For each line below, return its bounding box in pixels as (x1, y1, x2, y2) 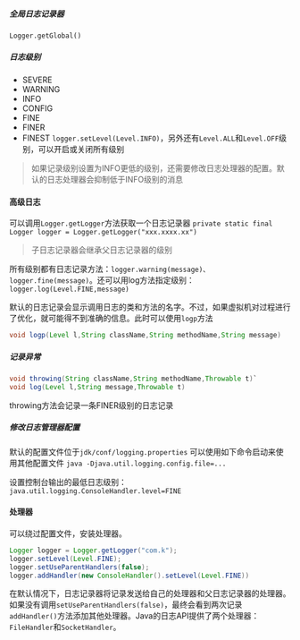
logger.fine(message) (9, 277, 90, 286)
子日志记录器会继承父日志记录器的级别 (30, 244, 172, 255)
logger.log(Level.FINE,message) (9, 285, 129, 294)
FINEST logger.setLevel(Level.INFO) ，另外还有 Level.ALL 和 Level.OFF (21, 132, 279, 143)
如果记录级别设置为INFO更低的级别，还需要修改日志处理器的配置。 (30, 162, 278, 174)
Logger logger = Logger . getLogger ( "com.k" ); (9, 546, 178, 555)
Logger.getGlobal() (9, 31, 82, 40)
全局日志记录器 (9, 8, 64, 19)
